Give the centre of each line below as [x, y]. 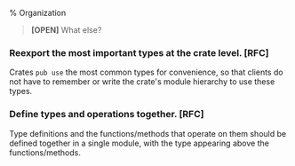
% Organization [38, 13]
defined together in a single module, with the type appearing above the [139, 143]
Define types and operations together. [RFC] [107, 115]
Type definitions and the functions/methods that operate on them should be [148, 133]
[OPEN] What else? [66, 30]
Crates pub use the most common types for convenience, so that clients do [146, 72]
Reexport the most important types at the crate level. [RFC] [139, 52]
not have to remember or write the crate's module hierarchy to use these [142, 82]
